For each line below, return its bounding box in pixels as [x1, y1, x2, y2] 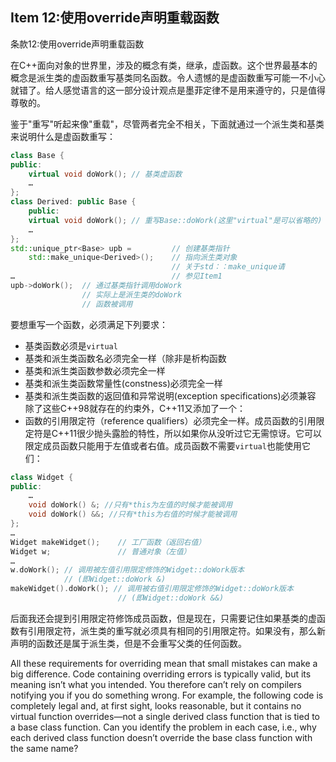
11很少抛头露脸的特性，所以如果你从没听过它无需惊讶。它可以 [69, 427, 322, 439]
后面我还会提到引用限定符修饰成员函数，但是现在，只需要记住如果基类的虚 [10, 612, 317, 624]
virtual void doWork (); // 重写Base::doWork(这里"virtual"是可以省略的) [28, 215, 323, 225]
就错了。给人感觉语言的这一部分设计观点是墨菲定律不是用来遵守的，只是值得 [10, 84, 326, 96]
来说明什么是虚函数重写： [10, 130, 116, 142]
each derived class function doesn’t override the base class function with [10, 731, 313, 743]
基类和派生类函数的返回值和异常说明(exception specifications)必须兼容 [24, 389, 317, 402]
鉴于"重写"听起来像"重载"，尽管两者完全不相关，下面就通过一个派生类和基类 [10, 118, 325, 130]
